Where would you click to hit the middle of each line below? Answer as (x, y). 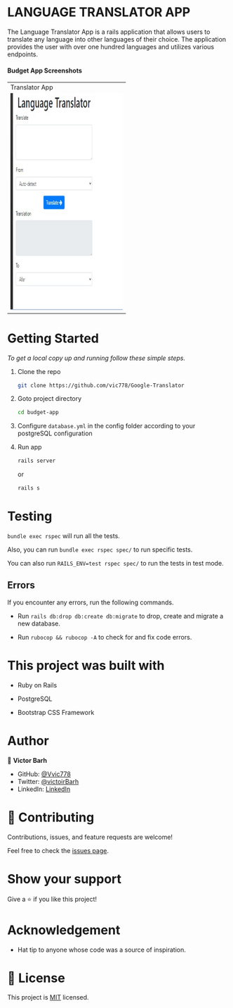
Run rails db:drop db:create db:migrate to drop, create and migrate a (120, 616)
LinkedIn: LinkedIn (44, 789)
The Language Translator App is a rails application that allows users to (109, 32)
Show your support (64, 879)
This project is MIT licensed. (48, 997)
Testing (30, 517)
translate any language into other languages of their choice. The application (117, 39)
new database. (39, 623)
